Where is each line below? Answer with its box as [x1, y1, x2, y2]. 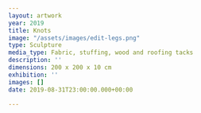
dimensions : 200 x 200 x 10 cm [8, 64, 112, 72]
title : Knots [8, 26, 52, 34]
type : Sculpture [8, 41, 62, 49]
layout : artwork [8, 11, 62, 20]
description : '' [8, 56, 62, 64]
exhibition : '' [8, 71, 59, 79]
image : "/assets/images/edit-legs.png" [8, 33, 141, 42]
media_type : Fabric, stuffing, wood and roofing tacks [8, 49, 194, 56]
